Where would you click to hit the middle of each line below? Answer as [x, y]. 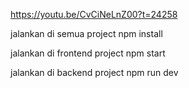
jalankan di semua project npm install [86, 33]
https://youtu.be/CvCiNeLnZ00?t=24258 [94, 14]
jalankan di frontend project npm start [88, 53]
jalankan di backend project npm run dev [94, 72]
